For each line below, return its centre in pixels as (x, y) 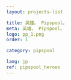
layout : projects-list (35, 12)
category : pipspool (31, 51)
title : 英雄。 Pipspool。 (37, 23)
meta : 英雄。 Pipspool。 (35, 28)
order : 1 (17, 40)
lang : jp (17, 62)
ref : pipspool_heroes (33, 67)
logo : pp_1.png (25, 34)
